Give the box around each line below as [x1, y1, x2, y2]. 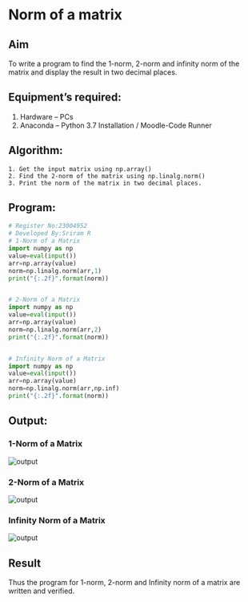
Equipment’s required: [8, 91, 122, 104]
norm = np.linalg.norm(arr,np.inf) [8, 384, 120, 393]
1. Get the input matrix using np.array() [8, 165, 152, 173]
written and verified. [8, 586, 75, 596]
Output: [8, 414, 48, 428]
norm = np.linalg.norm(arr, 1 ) [8, 266, 102, 275]
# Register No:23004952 [8, 222, 88, 230]
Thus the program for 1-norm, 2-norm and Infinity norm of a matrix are [8, 578, 241, 588]
